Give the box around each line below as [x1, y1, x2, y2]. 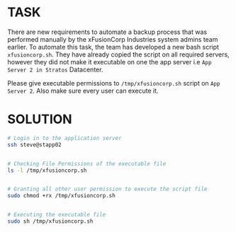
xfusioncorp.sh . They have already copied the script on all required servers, [7, 50, 230, 59]
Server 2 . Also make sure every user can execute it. [7, 86, 159, 95]
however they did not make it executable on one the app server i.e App [7, 57, 212, 66]
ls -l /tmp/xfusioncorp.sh [7, 167, 87, 174]
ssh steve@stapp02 [7, 141, 62, 149]
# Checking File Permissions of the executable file [7, 160, 167, 167]
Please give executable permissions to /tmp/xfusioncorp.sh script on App [7, 79, 220, 87]
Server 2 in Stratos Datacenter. [7, 65, 103, 74]
